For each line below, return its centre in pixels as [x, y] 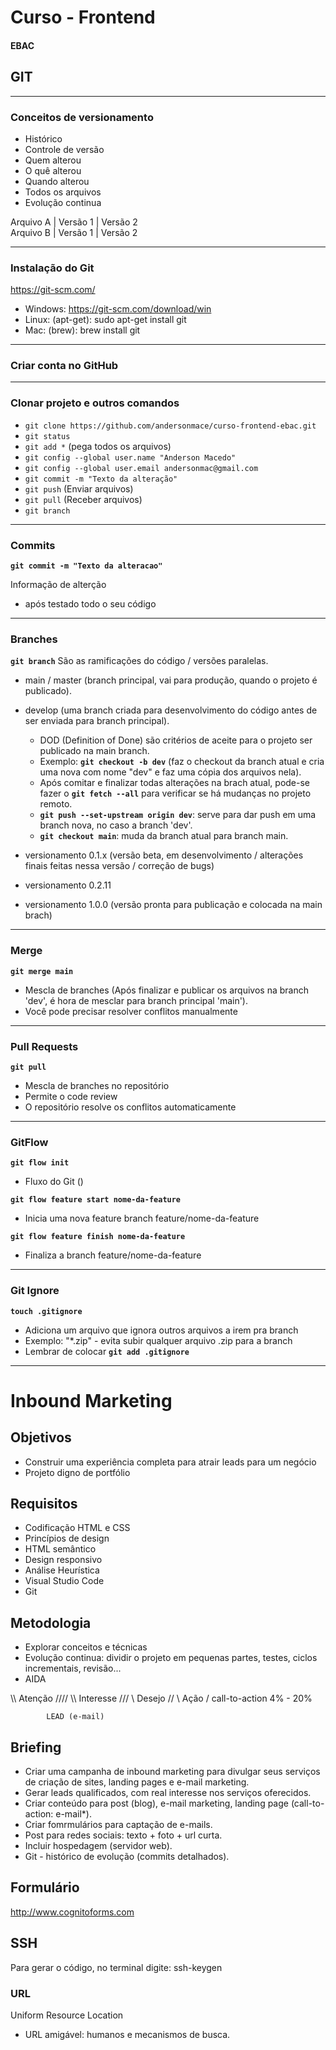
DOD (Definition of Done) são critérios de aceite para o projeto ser [176, 740]
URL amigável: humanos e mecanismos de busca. [127, 2034]
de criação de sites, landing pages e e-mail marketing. [137, 1782]
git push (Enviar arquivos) [79, 488]
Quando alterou [57, 181]
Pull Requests [44, 1046]
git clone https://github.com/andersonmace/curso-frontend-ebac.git [170, 426]
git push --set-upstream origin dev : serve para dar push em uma [178, 815]
